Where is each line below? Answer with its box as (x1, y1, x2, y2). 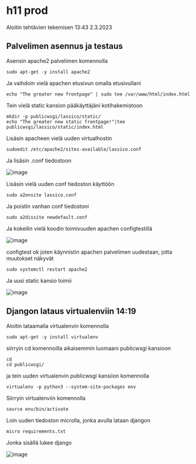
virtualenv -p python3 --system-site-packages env (6, 384, 136, 390)
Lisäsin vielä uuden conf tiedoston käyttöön (6, 180, 115, 187)
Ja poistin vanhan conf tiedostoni (6, 202, 89, 210)
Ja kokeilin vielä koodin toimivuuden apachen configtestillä (6, 225, 153, 232)
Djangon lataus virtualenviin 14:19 (6, 306, 137, 317)
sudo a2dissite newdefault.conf (6, 214, 87, 221)
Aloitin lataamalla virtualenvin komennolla (6, 322, 109, 329)
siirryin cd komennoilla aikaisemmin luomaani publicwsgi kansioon (6, 344, 171, 352)
